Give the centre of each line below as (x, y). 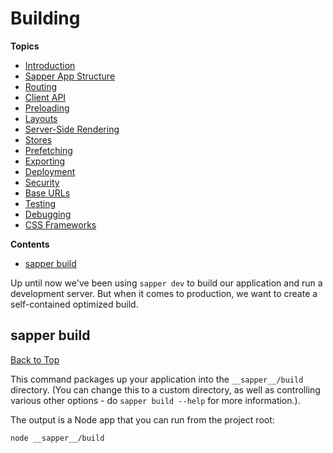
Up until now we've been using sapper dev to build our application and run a (166, 283)
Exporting (45, 161)
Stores (38, 139)
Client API (45, 97)
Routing (41, 86)
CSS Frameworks (60, 224)
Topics (25, 46)
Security (42, 182)
